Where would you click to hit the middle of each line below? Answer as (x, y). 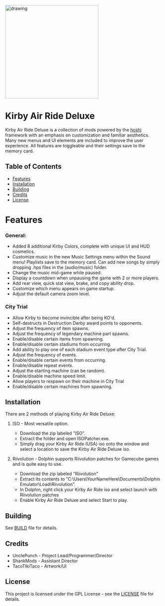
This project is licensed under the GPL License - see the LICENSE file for (80, 594)
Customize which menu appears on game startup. (64, 289)
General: (16, 235)
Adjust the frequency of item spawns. (51, 328)
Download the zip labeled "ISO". (52, 433)
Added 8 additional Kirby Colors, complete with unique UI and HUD (81, 246)
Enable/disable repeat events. (43, 365)
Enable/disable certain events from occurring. (59, 360)
